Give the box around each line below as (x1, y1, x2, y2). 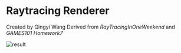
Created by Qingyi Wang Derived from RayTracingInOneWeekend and (6, 23, 175, 30)
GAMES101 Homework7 (6, 29, 63, 36)
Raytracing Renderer (6, 4, 110, 17)
